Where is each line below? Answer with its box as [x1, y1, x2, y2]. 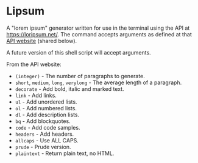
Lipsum [6, 4, 44, 18]
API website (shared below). [6, 37, 77, 44]
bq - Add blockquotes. [15, 117, 71, 125]
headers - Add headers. [15, 130, 74, 138]
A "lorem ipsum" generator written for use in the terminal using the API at [6, 24, 190, 32]
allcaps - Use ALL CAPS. [15, 136, 79, 144]
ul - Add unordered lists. [15, 98, 77, 105]
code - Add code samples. [15, 124, 80, 131]
